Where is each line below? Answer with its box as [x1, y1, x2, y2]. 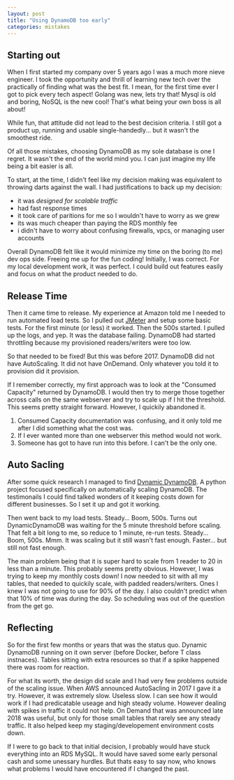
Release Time [7, 290, 68, 302]
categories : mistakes [7, 23, 71, 30]
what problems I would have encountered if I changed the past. [7, 765, 190, 773]
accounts [17, 234, 45, 242]
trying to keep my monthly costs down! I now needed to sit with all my [7, 572, 208, 580]
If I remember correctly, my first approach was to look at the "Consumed [7, 381, 217, 389]
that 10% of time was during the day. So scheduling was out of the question [7, 594, 225, 603]
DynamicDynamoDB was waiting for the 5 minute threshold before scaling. [7, 521, 222, 529]
